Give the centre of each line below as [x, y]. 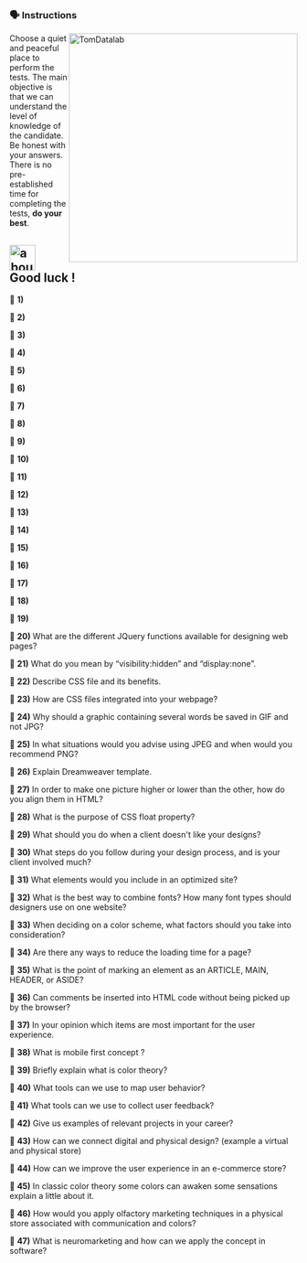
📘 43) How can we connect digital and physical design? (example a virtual [149, 1141]
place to [25, 58]
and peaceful [34, 48]
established [31, 184]
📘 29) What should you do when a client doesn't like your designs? [135, 835]
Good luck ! [42, 278]
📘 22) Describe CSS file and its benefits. [85, 681]
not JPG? [26, 727]
